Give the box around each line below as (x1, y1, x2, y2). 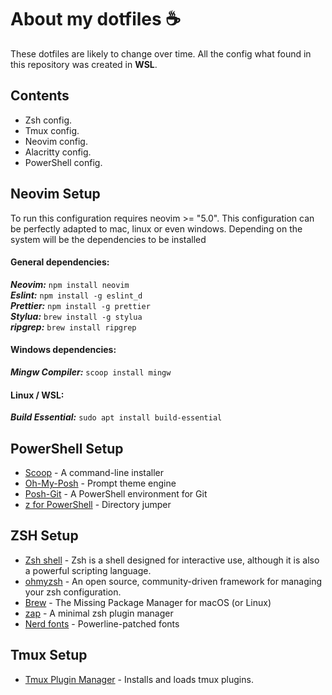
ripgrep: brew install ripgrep (10, 321, 137, 333)
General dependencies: (10, 256, 110, 268)
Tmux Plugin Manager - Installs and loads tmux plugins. (24, 673, 254, 685)
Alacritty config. (24, 146, 92, 158)
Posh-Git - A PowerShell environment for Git (24, 487, 208, 500)
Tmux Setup (10, 647, 88, 664)
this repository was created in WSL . (10, 58, 158, 70)
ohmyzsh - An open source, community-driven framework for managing (24, 575, 323, 587)
